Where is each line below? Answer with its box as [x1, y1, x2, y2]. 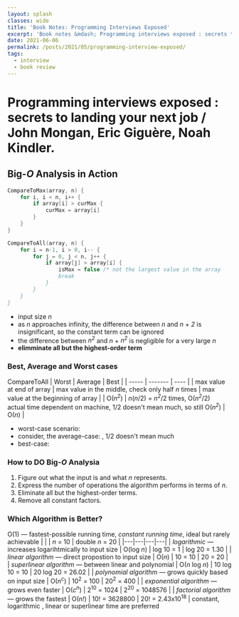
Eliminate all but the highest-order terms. [17, 489, 138, 497]
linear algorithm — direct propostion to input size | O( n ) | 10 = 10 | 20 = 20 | [7, 553, 229, 561]
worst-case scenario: [17, 424, 80, 432]
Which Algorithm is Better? [7, 514, 103, 524]
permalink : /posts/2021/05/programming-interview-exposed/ [7, 44, 186, 51]
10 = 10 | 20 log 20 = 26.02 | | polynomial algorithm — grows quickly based [7, 568, 228, 576]
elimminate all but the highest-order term [17, 344, 142, 352]
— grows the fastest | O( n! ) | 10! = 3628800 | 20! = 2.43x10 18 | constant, [7, 593, 220, 603]
